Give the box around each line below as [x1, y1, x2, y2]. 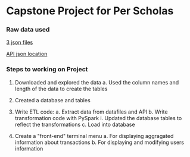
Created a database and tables [14, 96, 91, 103]
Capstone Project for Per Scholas [6, 4, 174, 18]
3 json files [6, 39, 33, 46]
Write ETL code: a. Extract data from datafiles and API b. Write [14, 108, 168, 115]
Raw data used [6, 26, 50, 34]
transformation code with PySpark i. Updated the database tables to [14, 114, 182, 121]
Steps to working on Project [6, 65, 88, 74]
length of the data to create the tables [14, 85, 108, 92]
